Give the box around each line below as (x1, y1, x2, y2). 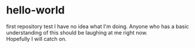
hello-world (6, 4, 65, 17)
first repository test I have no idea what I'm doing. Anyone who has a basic (6, 23, 189, 30)
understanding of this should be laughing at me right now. (6, 29, 147, 36)
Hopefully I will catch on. (6, 35, 67, 42)
